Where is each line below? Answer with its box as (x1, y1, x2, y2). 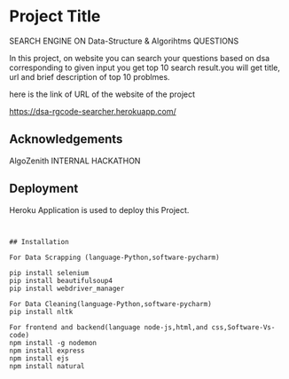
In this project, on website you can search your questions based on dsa (9, 52, 270, 63)
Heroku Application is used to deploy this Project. (9, 204, 190, 215)
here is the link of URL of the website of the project (9, 89, 196, 99)
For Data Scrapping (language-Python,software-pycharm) (9, 253, 220, 262)
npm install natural (9, 361, 86, 370)
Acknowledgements (9, 131, 123, 147)
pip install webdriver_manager (9, 284, 125, 293)
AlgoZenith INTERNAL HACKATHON (9, 155, 141, 166)
